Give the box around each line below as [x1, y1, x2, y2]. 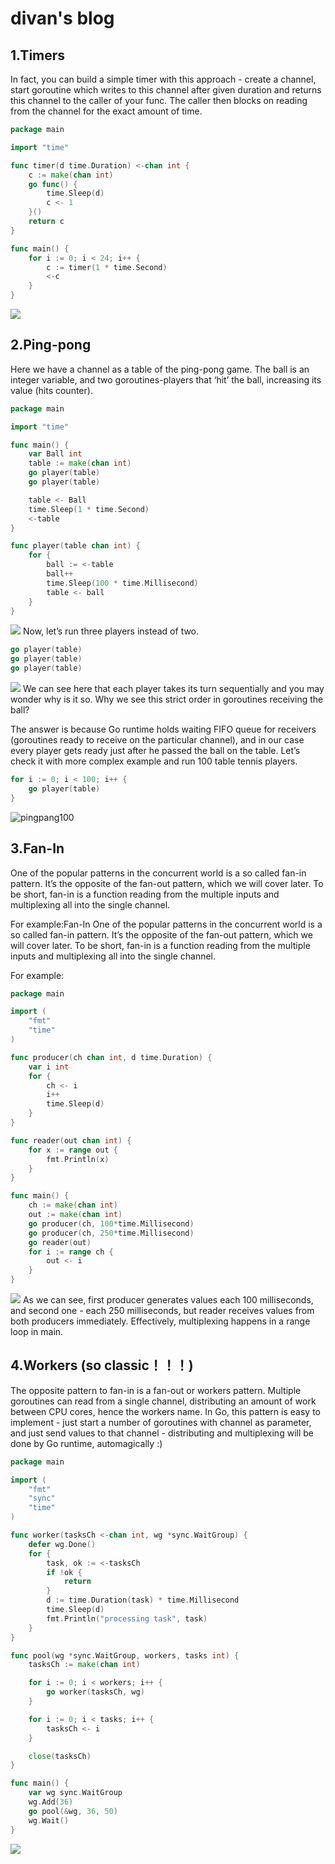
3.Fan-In [10, 840, 65, 857]
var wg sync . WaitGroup [28, 1788, 123, 1798]
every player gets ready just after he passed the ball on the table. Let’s [10, 745, 301, 757]
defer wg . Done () [28, 1539, 97, 1549]
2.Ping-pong [10, 337, 92, 354]
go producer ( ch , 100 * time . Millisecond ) [28, 1218, 195, 1229]
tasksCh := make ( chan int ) [28, 1660, 141, 1670]
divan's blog [10, 7, 115, 30]
